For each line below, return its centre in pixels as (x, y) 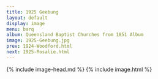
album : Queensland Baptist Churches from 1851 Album (75, 35)
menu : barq (20, 29)
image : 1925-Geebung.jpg (38, 40)
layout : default (27, 18)
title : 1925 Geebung (33, 12)
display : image (26, 23)
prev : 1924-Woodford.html (39, 47)
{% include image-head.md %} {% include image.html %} (79, 69)
